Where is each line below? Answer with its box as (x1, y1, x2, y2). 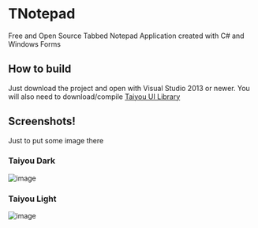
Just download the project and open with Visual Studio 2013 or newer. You (8, 83, 250, 93)
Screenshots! (8, 115, 77, 128)
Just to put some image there (8, 135, 104, 145)
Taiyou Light (8, 193, 57, 204)
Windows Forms (8, 39, 62, 48)
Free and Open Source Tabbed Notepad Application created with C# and (8, 31, 245, 40)
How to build (8, 63, 72, 76)
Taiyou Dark (8, 155, 56, 166)
